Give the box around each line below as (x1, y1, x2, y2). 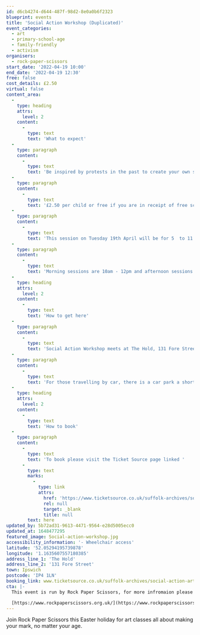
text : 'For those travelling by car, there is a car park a (27, 379, 180, 385)
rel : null (43, 501, 68, 507)
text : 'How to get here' (27, 313, 89, 319)
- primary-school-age (11, 36, 65, 42)
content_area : (6, 92, 42, 98)
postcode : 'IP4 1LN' (6, 573, 58, 579)
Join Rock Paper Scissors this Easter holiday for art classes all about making (6, 616, 193, 623)
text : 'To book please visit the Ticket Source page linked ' (27, 456, 185, 463)
